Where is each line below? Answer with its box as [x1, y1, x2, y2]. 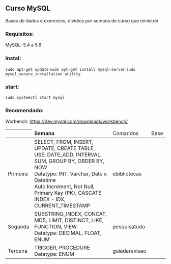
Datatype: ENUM [34, 250, 75, 257]
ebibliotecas [112, 170, 142, 177]
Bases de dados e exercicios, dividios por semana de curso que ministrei [5, 17, 158, 23]
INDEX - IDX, [34, 196, 66, 203]
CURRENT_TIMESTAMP [34, 202, 91, 209]
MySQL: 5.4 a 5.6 [5, 42, 42, 48]
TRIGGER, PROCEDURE [34, 244, 90, 251]
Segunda [8, 223, 30, 230]
